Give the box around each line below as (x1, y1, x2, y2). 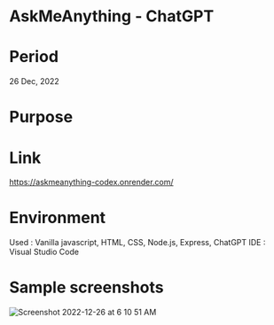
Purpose (9, 107, 74, 128)
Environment (9, 208, 106, 228)
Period (9, 47, 59, 67)
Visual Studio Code (9, 246, 80, 258)
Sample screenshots (9, 277, 164, 298)
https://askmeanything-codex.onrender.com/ (9, 177, 175, 188)
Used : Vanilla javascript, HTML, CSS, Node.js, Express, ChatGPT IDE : (9, 237, 266, 248)
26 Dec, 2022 (9, 76, 59, 87)
